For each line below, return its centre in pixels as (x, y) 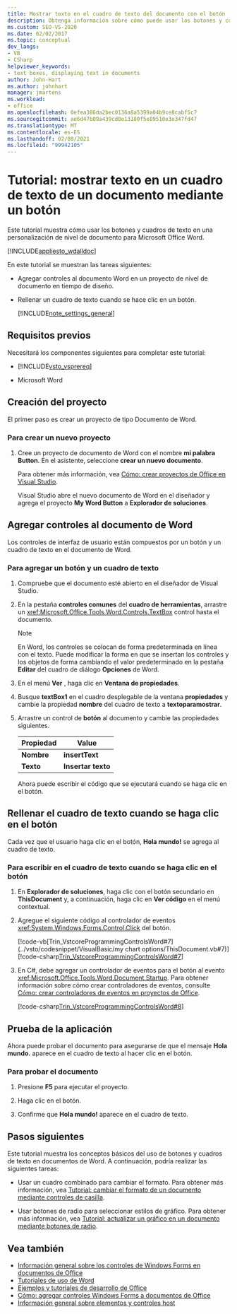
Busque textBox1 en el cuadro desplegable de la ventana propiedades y (123, 697)
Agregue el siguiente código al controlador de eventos (97, 920)
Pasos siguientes (46, 1136)
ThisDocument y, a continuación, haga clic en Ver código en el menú (119, 899)
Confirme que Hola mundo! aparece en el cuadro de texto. (103, 1115)
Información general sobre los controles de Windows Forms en (109, 1265)
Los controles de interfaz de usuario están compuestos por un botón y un (114, 542)
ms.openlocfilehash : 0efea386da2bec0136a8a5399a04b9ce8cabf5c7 (102, 112)
